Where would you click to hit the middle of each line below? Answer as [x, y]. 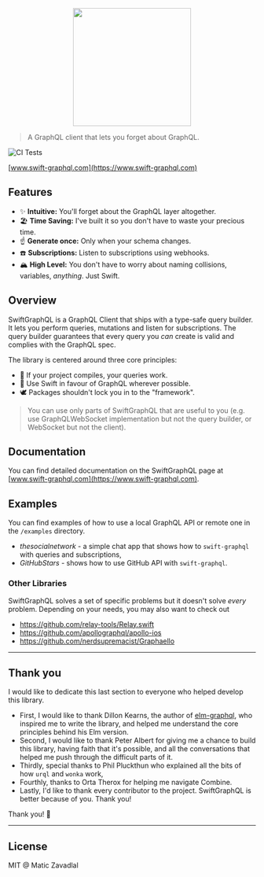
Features [30, 192]
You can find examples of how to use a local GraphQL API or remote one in [129, 523]
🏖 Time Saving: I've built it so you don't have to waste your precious [132, 220]
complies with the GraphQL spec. [62, 345]
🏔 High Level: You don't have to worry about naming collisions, [123, 264]
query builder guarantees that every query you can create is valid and [121, 336]
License [28, 846]
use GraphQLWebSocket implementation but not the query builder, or [139, 418]
